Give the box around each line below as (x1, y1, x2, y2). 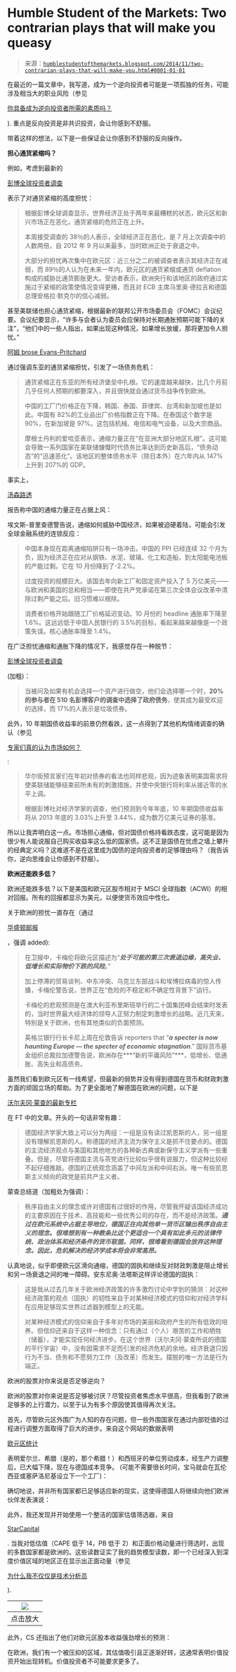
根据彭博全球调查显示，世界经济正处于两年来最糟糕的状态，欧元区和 (24, 208, 222, 217)
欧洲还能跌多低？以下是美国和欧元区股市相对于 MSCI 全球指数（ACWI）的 (7, 884, 221, 892)
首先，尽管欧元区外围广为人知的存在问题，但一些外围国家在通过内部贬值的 (7, 1415, 223, 1423)
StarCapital (7, 1524, 40, 1533)
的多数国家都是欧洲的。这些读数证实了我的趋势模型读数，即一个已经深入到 (7, 1547, 223, 1556)
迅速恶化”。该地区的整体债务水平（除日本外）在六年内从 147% (42, 451, 223, 460)
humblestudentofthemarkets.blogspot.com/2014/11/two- (43, 60, 204, 68)
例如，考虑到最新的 (7, 163, 63, 172)
